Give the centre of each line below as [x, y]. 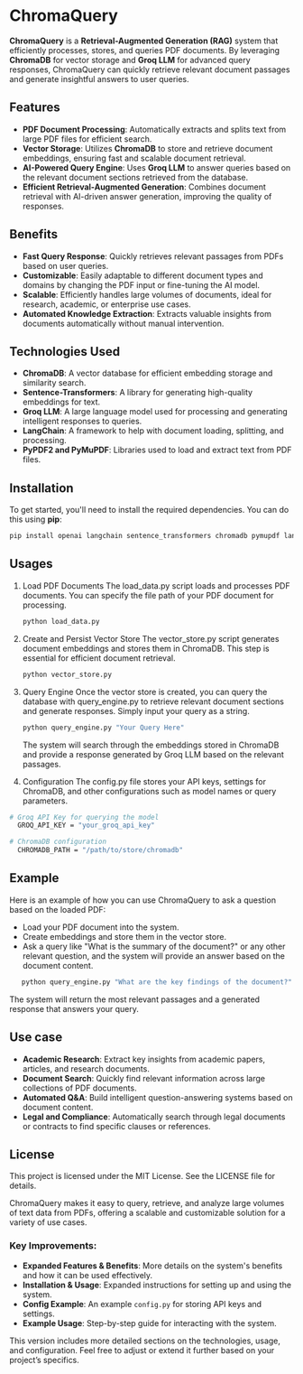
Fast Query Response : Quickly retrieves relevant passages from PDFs [153, 256]
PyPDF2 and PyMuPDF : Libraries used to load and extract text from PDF [157, 450]
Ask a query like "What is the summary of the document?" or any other [154, 946]
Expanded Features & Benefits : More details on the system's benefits [152, 1266]
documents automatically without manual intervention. [123, 323]
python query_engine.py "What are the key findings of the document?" [157, 982]
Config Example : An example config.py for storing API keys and [142, 1304]
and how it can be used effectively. [87, 1275]
